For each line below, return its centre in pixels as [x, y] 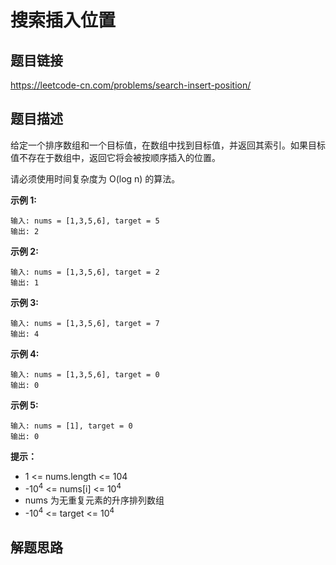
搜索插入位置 [63, 20]
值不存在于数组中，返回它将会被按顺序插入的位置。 [115, 157]
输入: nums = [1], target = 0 [71, 426]
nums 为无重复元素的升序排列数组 [94, 500]
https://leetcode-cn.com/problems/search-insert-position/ [131, 85]
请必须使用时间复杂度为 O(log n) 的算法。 [95, 178]
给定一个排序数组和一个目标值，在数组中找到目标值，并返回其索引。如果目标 [168, 145]
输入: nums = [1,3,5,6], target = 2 [85, 272]
